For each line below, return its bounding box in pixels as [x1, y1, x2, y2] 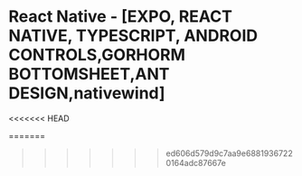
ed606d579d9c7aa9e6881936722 [165, 147, 293, 159]
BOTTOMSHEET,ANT [8, 64, 170, 85]
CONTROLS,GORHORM [8, 45, 186, 65]
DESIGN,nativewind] [8, 83, 165, 104]
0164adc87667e [165, 157, 227, 168]
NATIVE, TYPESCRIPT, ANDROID [8, 25, 259, 46]
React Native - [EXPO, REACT [8, 6, 232, 27]
